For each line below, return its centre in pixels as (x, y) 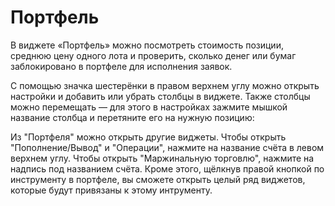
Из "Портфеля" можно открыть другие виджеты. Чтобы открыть (148, 137)
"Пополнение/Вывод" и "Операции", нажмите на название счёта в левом (167, 147)
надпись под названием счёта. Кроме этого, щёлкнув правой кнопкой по (167, 168)
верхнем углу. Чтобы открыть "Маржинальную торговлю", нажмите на (162, 158)
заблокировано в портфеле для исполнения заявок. (121, 66)
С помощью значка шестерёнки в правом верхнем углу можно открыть (165, 85)
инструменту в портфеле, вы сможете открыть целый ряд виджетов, (158, 179)
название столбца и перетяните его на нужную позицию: (132, 117)
